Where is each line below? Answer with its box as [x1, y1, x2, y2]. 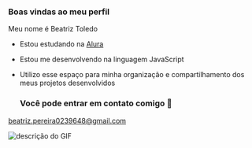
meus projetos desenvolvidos [19, 78, 116, 88]
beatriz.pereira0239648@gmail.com [8, 116, 127, 125]
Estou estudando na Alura [19, 39, 104, 49]
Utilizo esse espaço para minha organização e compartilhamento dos [19, 70, 245, 80]
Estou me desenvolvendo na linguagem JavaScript [19, 54, 184, 65]
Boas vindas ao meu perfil [8, 6, 110, 17]
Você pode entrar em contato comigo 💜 [19, 98, 172, 109]
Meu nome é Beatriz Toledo [8, 24, 98, 34]
